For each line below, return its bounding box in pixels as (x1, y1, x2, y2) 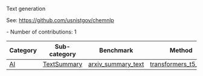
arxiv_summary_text (88, 60, 144, 68)
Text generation (6, 5, 46, 12)
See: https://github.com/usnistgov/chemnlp (6, 17, 115, 23)
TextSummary (42, 60, 83, 68)
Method (169, 46, 193, 54)
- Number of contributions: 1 (6, 28, 77, 35)
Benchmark (99, 46, 134, 54)
